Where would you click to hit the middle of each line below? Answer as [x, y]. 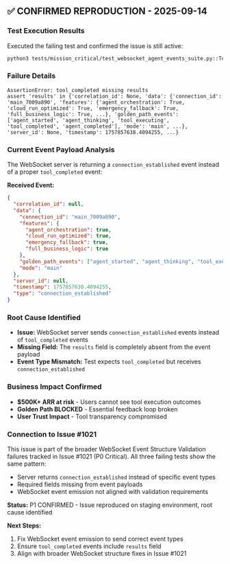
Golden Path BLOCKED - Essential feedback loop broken [97, 409]
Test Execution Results [46, 31]
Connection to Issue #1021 [52, 434]
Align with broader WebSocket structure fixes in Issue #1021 [102, 553]
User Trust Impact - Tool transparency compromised [92, 416]
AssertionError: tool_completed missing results [78, 90]
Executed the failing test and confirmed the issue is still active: [95, 46]
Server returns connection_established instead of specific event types [116, 477]
